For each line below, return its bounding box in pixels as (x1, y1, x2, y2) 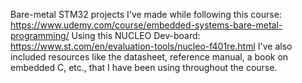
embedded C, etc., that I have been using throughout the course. (10, 62, 278, 73)
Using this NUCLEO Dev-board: (71, 30, 201, 41)
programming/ (10, 30, 70, 41)
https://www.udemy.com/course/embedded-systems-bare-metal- (10, 19, 283, 31)
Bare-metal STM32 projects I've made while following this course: (10, 9, 282, 20)
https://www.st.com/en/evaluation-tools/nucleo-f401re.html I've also (10, 40, 293, 52)
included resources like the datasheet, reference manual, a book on (10, 51, 289, 63)
